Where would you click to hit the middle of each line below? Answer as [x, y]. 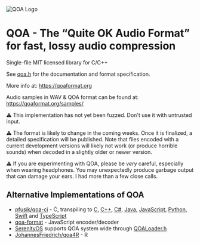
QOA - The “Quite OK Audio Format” [98, 33]
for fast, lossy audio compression [91, 46]
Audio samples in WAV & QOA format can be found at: [73, 97]
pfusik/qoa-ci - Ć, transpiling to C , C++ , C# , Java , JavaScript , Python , [101, 209]
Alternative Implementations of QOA [75, 195]
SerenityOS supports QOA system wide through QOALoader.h [91, 228]
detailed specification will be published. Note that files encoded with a [93, 139]
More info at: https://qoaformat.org [49, 85]
